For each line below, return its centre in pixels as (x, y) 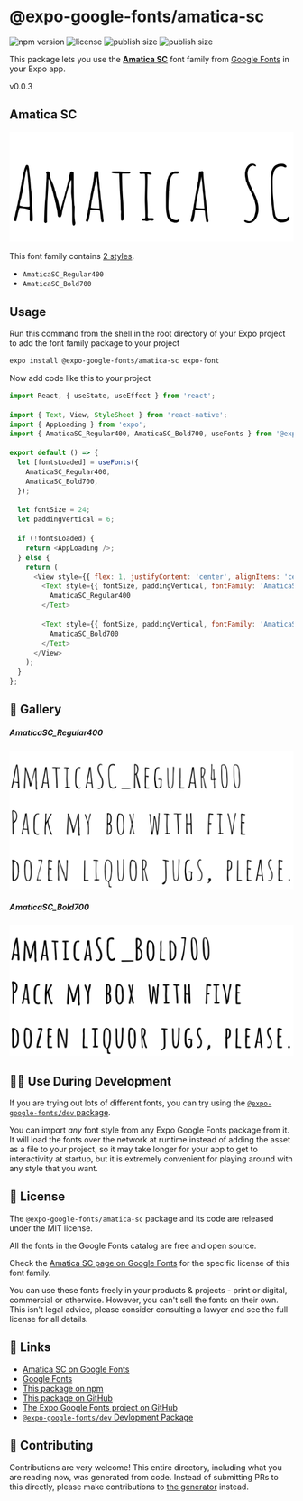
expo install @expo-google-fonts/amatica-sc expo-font (115, 361)
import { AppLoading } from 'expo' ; (78, 424)
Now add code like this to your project (80, 378)
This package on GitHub (67, 1398)
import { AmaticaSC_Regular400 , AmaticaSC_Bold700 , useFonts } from (141, 434)
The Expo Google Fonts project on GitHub (100, 1407)
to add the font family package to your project (95, 343)
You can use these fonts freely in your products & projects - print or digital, (148, 1290)
